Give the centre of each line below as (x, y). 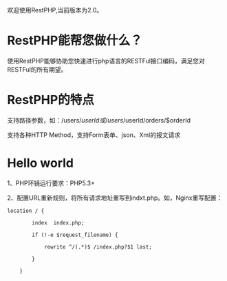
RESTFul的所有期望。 (37, 69)
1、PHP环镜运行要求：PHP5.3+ (51, 183)
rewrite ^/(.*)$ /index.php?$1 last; (98, 247)
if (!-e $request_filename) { (75, 235)
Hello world (41, 163)
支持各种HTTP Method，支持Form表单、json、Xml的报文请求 (94, 135)
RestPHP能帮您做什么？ (75, 41)
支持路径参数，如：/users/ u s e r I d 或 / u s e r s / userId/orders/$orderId (99, 120)
